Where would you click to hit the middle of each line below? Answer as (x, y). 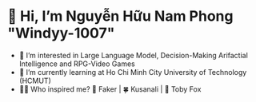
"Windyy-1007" (61, 33)
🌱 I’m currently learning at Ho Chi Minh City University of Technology (133, 72)
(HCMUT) (35, 80)
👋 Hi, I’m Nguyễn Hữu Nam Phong (120, 16)
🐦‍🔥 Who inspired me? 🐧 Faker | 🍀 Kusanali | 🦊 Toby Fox (110, 89)
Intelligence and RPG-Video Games (77, 64)
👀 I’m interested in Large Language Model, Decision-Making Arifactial (134, 55)
